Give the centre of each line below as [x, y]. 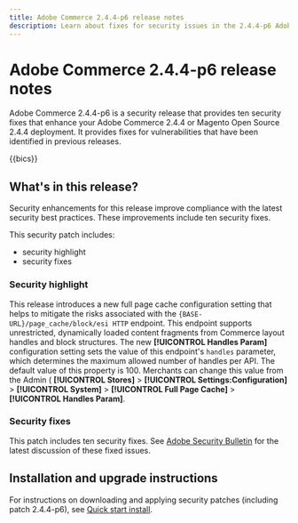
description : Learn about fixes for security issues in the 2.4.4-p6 [141, 26]
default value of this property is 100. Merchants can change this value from [146, 370]
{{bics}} [24, 159]
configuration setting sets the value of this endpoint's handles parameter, [143, 351]
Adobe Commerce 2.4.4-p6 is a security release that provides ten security [145, 113]
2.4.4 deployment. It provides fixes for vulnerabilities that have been [134, 132]
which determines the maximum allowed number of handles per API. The [142, 360]
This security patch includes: [62, 235]
